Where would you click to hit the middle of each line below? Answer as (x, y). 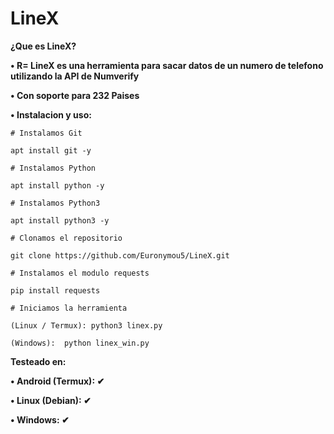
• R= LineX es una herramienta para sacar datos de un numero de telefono (167, 65)
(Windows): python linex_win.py (80, 343)
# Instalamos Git (46, 133)
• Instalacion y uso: (51, 114)
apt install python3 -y (60, 220)
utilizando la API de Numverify (75, 76)
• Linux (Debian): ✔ (51, 400)
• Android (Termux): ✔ (57, 381)
